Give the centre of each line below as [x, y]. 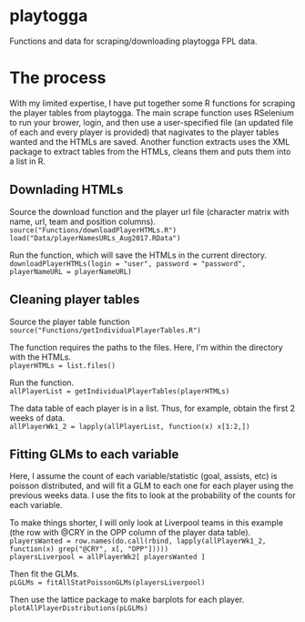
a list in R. [28, 161]
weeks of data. [37, 418]
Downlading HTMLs [66, 190]
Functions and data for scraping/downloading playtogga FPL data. [133, 41]
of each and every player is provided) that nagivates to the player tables [144, 132]
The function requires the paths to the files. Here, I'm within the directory [147, 347]
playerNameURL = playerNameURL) [71, 271]
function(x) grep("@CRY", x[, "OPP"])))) [89, 549]
